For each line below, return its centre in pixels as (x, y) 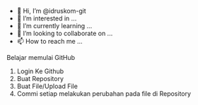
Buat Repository (40, 79)
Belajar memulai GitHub (41, 57)
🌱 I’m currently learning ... (54, 26)
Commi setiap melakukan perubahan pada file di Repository (104, 94)
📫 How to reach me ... (49, 41)
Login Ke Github (40, 71)
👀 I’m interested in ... (47, 18)
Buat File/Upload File (47, 86)
